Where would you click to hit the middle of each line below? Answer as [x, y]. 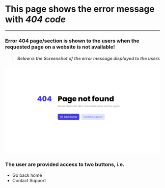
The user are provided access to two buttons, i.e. [65, 164]
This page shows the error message [80, 9]
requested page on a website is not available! [60, 47]
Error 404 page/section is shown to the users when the [72, 41]
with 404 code [35, 19]
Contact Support [29, 180]
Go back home [27, 175]
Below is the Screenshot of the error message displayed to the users [88, 59]
